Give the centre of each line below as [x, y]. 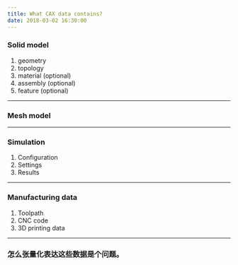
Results [28, 172]
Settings [30, 165]
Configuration [38, 158]
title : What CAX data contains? [55, 14]
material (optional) [44, 76]
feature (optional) [43, 90]
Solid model [28, 45]
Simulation [26, 142]
